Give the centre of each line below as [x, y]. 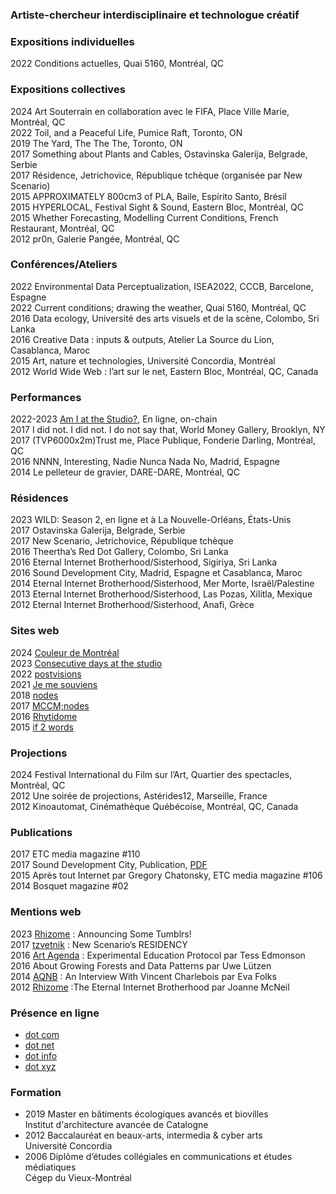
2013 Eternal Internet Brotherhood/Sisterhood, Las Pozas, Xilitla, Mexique [161, 594]
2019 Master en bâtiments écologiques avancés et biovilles [146, 1114]
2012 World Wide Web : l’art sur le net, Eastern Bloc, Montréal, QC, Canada [164, 371]
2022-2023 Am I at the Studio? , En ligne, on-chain [114, 419]
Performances [46, 397]
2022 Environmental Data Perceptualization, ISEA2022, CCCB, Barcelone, [162, 286]
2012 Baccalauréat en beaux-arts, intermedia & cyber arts [143, 1135]
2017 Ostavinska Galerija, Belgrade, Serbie [98, 530]
